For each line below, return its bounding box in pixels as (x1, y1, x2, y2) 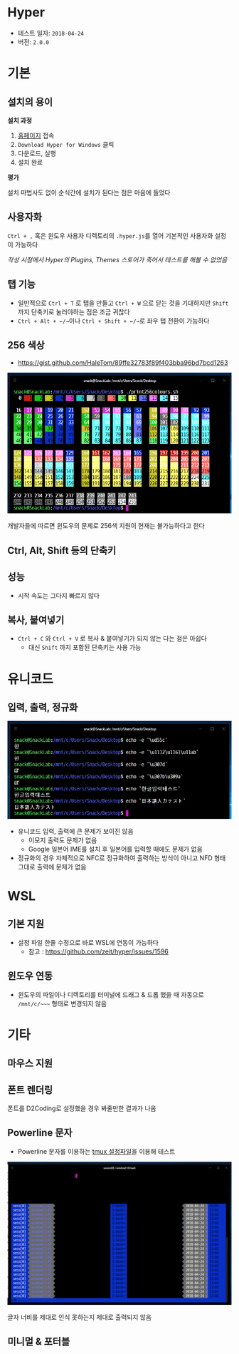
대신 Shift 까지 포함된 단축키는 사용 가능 (28, 643, 142, 652)
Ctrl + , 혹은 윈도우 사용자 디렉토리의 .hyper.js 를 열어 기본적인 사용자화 (7, 231, 213, 239)
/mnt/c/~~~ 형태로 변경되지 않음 (17, 999, 107, 1008)
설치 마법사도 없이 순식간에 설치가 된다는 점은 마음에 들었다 (7, 188, 171, 197)
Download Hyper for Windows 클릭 (17, 140, 115, 148)
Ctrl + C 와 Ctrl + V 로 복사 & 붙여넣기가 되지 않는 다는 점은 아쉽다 (17, 634, 208, 643)
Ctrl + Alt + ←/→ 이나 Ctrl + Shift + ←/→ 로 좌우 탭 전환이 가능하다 (17, 316, 210, 325)
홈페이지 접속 (17, 131, 55, 140)
